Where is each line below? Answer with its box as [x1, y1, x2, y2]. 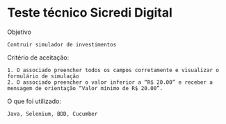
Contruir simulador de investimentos [7, 41, 117, 48]
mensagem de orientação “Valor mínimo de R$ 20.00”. [7, 85, 163, 91]
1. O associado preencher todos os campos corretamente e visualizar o [7, 67, 219, 73]
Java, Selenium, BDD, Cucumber [7, 110, 98, 117]
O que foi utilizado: [7, 97, 61, 105]
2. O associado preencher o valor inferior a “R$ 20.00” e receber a [7, 78, 213, 86]
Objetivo [7, 28, 31, 36]
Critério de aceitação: [7, 53, 70, 62]
